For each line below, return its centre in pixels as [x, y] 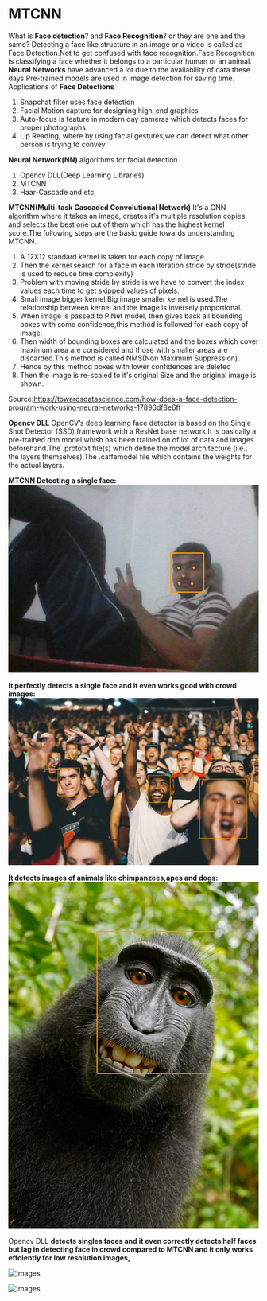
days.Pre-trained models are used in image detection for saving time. [122, 78]
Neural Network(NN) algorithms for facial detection [93, 159]
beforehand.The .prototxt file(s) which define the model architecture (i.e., [128, 448]
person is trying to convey [62, 144]
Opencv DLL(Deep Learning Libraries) [82, 175]
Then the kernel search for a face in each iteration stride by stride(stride [138, 265]
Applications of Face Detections [62, 86]
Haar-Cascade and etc [57, 192]
